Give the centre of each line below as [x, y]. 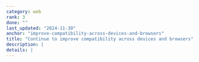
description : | [25, 45]
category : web [24, 12]
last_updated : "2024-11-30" [41, 28]
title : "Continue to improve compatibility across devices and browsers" [100, 39]
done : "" [17, 22]
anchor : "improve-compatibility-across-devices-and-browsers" [85, 34]
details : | [20, 50]
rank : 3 [16, 17]
